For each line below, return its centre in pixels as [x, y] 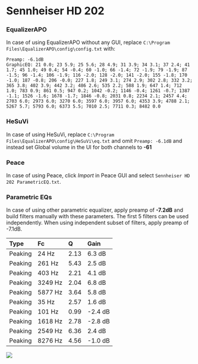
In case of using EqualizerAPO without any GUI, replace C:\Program [88, 42]
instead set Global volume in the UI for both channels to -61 [79, 147]
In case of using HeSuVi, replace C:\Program [60, 134]
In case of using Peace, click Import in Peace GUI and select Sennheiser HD [98, 175]
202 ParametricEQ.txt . [34, 182]
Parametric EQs [29, 197]
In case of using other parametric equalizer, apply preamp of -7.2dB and [95, 210]
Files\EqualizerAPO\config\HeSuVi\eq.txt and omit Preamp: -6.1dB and [94, 140]
